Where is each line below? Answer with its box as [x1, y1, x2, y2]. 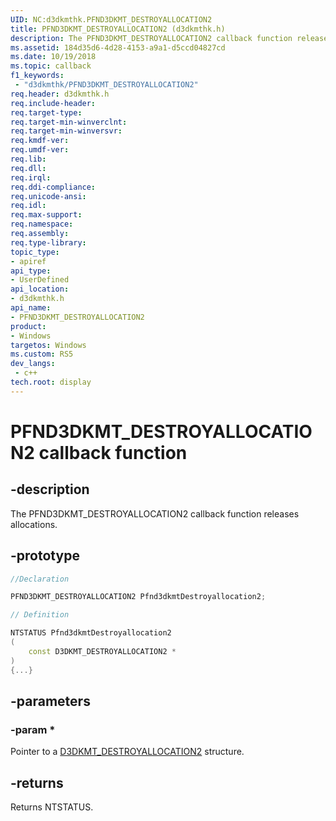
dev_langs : [10, 359, 56, 369]
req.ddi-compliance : [10, 182, 97, 192]
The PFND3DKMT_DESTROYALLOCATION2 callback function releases [10, 507, 300, 520]
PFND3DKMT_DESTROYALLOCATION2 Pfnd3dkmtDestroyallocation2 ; [10, 592, 267, 602]
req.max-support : [10, 210, 83, 220]
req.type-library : [10, 237, 87, 248]
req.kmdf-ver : [10, 136, 70, 146]
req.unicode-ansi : [10, 191, 87, 201]
